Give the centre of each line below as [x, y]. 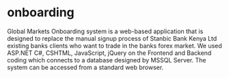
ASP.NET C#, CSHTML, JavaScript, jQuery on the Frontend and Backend [109, 53]
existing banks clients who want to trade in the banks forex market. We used [114, 45]
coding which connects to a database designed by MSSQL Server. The [107, 60]
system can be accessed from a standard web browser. [85, 67]
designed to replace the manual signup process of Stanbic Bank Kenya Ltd [112, 38]
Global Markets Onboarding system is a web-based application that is [105, 31]
